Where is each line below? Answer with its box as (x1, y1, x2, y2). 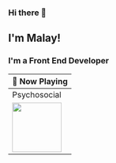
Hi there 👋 (8, 7, 47, 18)
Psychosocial (12, 89, 62, 100)
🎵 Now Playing (12, 75, 69, 86)
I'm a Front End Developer (8, 55, 109, 66)
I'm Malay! (8, 32, 62, 45)
